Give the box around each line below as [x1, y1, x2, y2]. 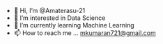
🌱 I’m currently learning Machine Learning [13, 21, 134, 29]
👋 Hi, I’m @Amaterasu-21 [13, 7, 86, 14]
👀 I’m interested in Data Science [13, 14, 106, 22]
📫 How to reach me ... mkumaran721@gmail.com [13, 29, 156, 37]
